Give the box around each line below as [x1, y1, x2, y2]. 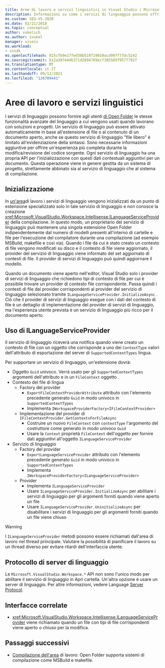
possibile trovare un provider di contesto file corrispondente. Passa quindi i [5, 281, 157, 287]
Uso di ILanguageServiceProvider [5, 326, 110, 334]
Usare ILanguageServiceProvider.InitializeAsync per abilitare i [27, 488, 156, 494]
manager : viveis [5, 39, 38, 44]
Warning [5, 524, 22, 530]
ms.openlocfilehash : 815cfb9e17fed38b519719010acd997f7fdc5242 [5, 53, 137, 58]
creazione [5, 209, 26, 214]
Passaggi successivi [5, 639, 70, 647]
